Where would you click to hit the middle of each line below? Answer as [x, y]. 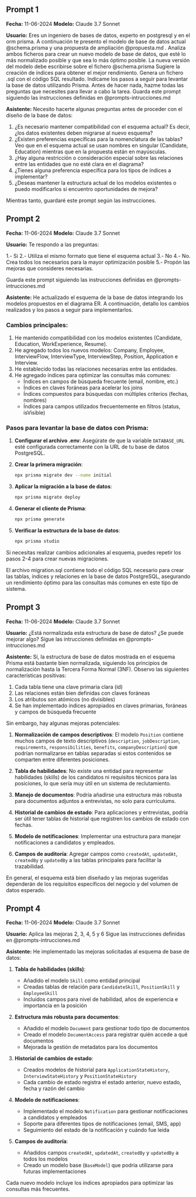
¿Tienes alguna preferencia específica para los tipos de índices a [93, 170]
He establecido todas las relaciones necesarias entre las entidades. [96, 369]
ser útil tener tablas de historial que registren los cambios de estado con [102, 818]
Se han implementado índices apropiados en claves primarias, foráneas [101, 705]
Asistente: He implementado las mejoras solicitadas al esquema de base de [98, 951]
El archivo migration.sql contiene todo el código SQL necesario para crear [95, 570]
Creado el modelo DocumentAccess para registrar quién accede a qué [105, 1035]
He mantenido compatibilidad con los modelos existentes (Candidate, [98, 338]
